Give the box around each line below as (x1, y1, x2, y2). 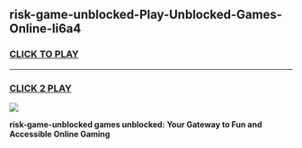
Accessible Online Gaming (9, 128, 111, 139)
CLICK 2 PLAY (9, 82, 72, 94)
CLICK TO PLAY (9, 48, 79, 61)
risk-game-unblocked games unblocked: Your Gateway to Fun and (9, 118, 262, 129)
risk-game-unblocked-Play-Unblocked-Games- (9, 7, 283, 22)
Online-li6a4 (9, 22, 82, 37)
